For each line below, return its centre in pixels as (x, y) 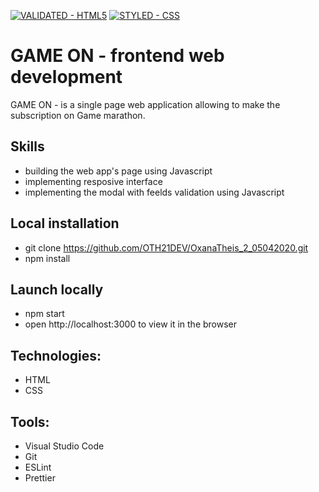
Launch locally (57, 289)
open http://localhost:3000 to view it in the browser (131, 324)
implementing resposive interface (93, 181)
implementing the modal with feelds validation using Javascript (154, 192)
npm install (47, 258)
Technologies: (56, 355)
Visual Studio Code (64, 446)
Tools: (30, 421)
